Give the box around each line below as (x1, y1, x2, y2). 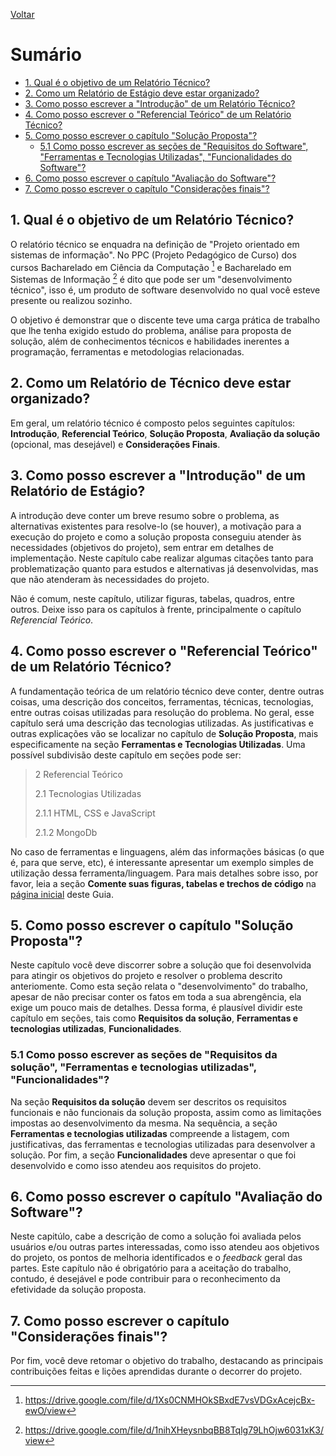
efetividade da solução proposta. (10, 1284, 147, 1296)
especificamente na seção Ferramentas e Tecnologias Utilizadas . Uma (10, 738, 306, 750)
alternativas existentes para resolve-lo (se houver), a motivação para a (10, 520, 302, 532)
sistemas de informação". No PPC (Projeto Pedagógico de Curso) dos (10, 249, 297, 261)
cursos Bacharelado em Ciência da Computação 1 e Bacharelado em (10, 259, 292, 273)
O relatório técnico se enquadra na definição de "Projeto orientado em (10, 238, 300, 250)
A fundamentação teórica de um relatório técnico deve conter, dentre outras (10, 685, 325, 697)
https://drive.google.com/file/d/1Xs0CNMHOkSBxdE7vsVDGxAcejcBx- (24, 1394, 316, 1406)
